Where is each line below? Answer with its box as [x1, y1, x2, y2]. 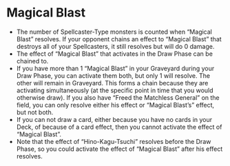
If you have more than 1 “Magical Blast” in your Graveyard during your [16, 64, 215, 72]
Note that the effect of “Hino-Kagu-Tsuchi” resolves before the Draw [16, 137, 211, 145]
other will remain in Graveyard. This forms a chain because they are [16, 79, 209, 87]
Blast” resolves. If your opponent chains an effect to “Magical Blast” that [16, 34, 222, 43]
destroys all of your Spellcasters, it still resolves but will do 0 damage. [16, 42, 215, 50]
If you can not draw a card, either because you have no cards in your [16, 115, 213, 123]
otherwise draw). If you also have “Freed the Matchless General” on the [16, 93, 220, 101]
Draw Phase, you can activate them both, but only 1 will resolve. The [16, 71, 211, 80]
